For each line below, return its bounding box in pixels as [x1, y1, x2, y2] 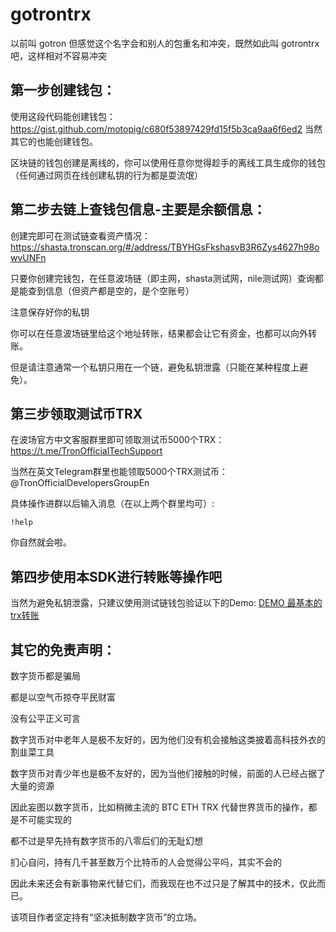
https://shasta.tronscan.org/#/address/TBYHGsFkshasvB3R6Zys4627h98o [10, 241, 320, 253]
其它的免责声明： [10, 641, 116, 658]
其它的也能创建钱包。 [10, 135, 98, 147]
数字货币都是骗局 [10, 670, 81, 682]
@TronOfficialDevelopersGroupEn [10, 477, 150, 489]
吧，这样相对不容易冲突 [10, 49, 107, 62]
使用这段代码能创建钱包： [10, 110, 116, 122]
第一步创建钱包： [10, 82, 116, 99]
